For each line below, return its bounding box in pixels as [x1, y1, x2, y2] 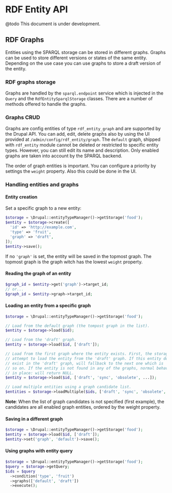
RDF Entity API [5, 4, 68, 15]
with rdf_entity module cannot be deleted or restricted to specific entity [5, 142, 159, 148]
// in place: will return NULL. [5, 370, 74, 376]
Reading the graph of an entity [5, 270, 72, 277]
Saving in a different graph [5, 415, 63, 422]
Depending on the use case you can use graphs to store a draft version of [5, 60, 161, 66]
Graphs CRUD [5, 114, 40, 121]
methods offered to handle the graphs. [5, 101, 87, 107]
